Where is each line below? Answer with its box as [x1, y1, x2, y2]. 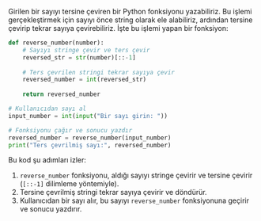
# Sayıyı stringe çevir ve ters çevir [22, 46, 150, 54]
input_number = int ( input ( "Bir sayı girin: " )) [8, 112, 168, 120]
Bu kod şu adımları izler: [8, 155, 87, 165]
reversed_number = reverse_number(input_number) [8, 134, 172, 142]
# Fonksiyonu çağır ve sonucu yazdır [8, 126, 133, 134]
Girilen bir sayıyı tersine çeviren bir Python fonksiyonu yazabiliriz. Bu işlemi [8, 7, 252, 16]
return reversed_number [22, 90, 101, 98]
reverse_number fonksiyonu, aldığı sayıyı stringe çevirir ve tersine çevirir [19, 170, 253, 181]
